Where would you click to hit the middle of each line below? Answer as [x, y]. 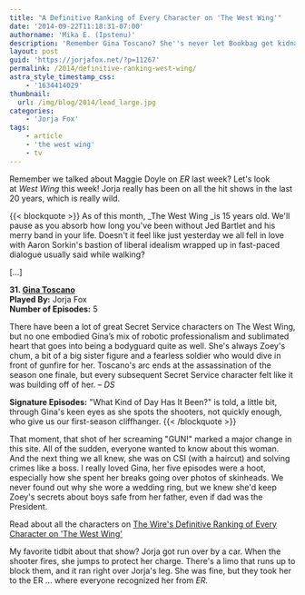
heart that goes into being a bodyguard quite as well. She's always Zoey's [148, 345]
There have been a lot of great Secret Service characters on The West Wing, [152, 326]
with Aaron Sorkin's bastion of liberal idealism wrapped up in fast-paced [145, 244]
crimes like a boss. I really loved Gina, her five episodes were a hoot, [138, 468]
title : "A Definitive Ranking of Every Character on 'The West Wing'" [146, 18]
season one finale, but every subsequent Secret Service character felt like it [151, 374]
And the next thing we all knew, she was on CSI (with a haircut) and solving [150, 458]
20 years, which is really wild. [65, 198]
